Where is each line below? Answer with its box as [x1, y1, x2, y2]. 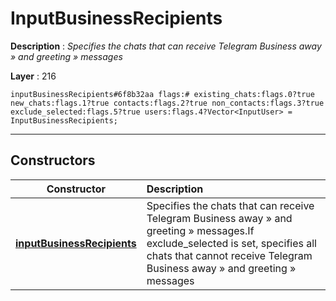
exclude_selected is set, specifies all [146, 236, 317, 250]
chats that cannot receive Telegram [146, 248, 313, 262]
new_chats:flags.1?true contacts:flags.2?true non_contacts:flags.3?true [10, 98, 325, 108]
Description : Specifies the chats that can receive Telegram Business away [10, 40, 322, 52]
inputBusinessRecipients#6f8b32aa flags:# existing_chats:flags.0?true [10, 89, 315, 99]
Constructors [10, 152, 96, 169]
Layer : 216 [10, 70, 57, 82]
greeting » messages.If [146, 223, 255, 237]
